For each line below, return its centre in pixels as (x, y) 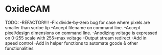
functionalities (19, 48)
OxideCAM (28, 9)
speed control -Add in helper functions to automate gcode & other (72, 43)
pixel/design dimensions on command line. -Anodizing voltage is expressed (81, 33)
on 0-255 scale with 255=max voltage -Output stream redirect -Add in (76, 38)
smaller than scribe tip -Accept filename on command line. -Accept (73, 27)
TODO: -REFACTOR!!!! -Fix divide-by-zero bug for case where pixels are (78, 22)
